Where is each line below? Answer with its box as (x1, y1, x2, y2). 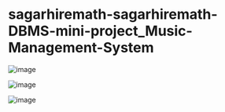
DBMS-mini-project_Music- (8, 22, 193, 40)
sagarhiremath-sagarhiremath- (8, 5, 218, 23)
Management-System (8, 39, 155, 56)
